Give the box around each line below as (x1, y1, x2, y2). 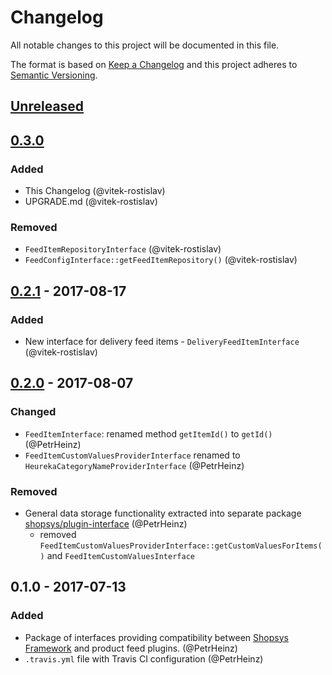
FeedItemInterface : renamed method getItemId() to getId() (24, 427, 273, 440)
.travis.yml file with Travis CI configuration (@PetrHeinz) (24, 652, 264, 665)
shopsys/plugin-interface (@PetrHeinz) (24, 517, 188, 530)
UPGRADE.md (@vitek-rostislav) (24, 196, 158, 208)
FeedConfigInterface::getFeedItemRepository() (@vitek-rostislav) (24, 254, 298, 266)
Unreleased (10, 98, 85, 115)
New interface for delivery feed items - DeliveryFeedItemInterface (24, 336, 300, 347)
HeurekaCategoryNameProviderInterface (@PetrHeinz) (24, 459, 245, 471)
